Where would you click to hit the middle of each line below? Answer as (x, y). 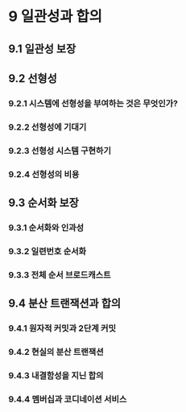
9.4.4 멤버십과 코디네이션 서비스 (68, 399)
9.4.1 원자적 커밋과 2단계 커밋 (62, 328)
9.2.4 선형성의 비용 (44, 174)
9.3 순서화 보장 (43, 203)
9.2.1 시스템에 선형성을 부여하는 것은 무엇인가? (93, 103)
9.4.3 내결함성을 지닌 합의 (56, 375)
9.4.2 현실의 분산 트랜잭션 (56, 352)
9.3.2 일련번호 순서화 (48, 251)
